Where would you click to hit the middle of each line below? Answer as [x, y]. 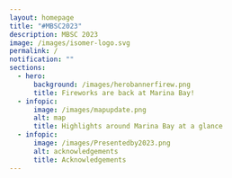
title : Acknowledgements [80, 160]
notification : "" [42, 59]
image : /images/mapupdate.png [89, 110]
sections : [28, 68]
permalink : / [34, 51]
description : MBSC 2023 [54, 34]
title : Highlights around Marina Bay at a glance [128, 127]
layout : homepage [42, 18]
